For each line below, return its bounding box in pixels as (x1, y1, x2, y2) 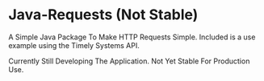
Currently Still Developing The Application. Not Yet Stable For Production (8, 56, 250, 66)
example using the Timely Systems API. (8, 40, 140, 50)
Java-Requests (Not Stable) (8, 6, 199, 24)
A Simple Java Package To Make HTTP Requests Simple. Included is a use (8, 32, 256, 42)
